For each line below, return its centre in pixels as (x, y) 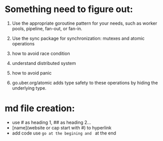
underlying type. (29, 88)
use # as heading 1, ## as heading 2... (51, 122)
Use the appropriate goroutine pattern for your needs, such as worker (85, 23)
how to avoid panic (32, 73)
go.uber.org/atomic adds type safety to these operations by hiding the (85, 83)
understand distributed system (44, 63)
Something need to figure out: (69, 9)
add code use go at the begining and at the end (64, 133)
